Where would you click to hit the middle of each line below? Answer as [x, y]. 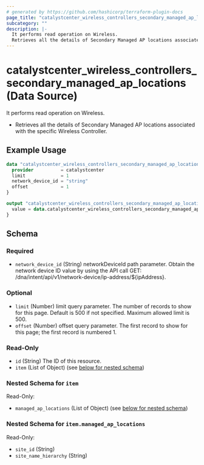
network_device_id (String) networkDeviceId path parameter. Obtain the [105, 264]
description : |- [27, 29]
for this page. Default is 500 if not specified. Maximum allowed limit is [102, 312]
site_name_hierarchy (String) [51, 455]
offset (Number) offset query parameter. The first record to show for [101, 325]
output [15, 204]
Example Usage [36, 150]
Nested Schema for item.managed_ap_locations [76, 424]
